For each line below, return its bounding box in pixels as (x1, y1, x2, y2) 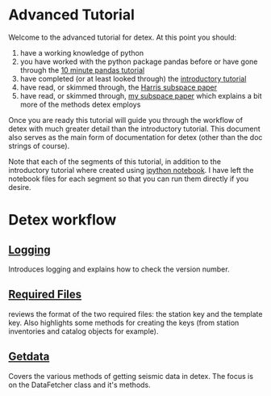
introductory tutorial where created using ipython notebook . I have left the (8, 165, 254, 175)
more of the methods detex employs (19, 99, 141, 109)
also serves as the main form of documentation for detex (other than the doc (8, 132, 263, 142)
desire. (8, 182, 31, 192)
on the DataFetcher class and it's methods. (8, 380, 151, 390)
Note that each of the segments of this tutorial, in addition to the (8, 156, 222, 166)
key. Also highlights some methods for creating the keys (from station (8, 318, 240, 327)
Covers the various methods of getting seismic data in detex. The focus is (8, 371, 254, 381)
